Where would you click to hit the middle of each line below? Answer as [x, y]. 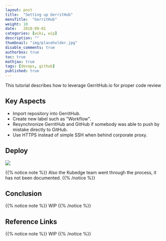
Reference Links [31, 222]
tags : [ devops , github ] [30, 66]
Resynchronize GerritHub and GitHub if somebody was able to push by [86, 124]
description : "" [22, 38]
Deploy [17, 151]
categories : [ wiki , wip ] [31, 33]
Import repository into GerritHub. [47, 113]
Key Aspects [26, 101]
